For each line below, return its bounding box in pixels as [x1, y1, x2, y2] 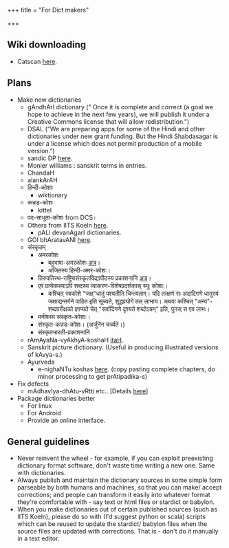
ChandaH [27, 168, 55, 177]
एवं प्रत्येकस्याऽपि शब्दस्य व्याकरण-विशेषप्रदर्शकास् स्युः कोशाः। [37, 281, 168, 289]
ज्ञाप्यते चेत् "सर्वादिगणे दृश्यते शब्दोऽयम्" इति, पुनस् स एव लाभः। [74, 305, 210, 313]
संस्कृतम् [27, 243, 46, 251]
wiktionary [37, 190, 67, 199]
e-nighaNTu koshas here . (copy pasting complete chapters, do [37, 364, 215, 373]
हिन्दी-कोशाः [27, 183, 54, 191]
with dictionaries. [17, 469, 67, 477]
